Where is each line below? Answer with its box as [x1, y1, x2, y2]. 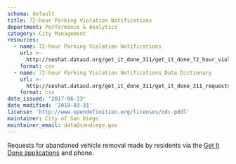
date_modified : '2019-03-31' [7, 102, 93, 109]
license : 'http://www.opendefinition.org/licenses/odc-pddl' [7, 108, 190, 115]
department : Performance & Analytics [7, 23, 118, 30]
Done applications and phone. [7, 149, 94, 157]
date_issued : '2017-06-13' [7, 96, 86, 103]
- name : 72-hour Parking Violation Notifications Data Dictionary [13, 69, 212, 76]
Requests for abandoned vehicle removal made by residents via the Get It [7, 141, 220, 149]
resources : [7, 37, 39, 44]
